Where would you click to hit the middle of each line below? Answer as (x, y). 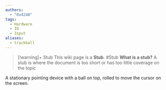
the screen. (17, 83)
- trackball (22, 43)
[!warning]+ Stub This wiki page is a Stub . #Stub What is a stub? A (87, 57)
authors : (14, 10)
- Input (18, 33)
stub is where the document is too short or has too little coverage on (88, 62)
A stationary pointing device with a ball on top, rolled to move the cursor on (83, 78)
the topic (27, 68)
